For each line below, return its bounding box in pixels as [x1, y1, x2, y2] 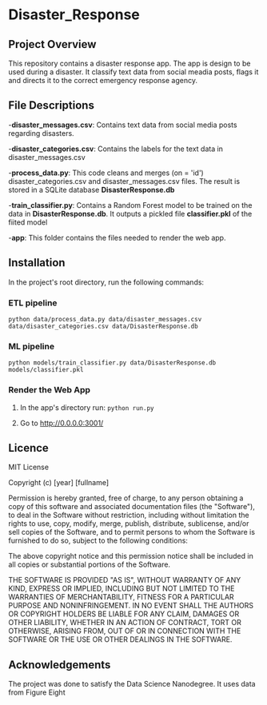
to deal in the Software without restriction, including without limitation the [8, 510, 249, 520]
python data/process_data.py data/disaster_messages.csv [8, 315, 202, 323]
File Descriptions [8, 98, 94, 113]
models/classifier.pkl [8, 366, 84, 374]
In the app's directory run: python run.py [19, 402, 154, 412]
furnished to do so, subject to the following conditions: [8, 536, 188, 545]
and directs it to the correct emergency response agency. [8, 76, 198, 85]
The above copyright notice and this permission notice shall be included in [8, 552, 253, 561]
